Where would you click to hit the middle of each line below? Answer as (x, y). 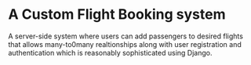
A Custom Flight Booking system (117, 14)
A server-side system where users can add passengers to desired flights (125, 36)
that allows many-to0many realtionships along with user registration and (125, 44)
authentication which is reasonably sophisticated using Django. (110, 52)
